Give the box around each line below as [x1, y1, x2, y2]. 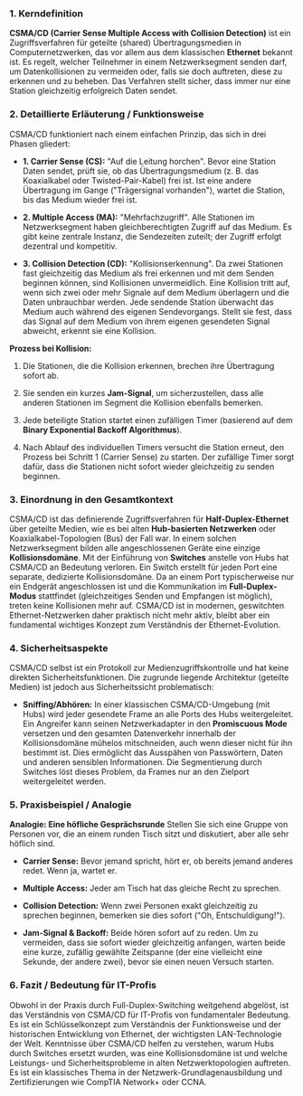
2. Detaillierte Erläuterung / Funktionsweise [9, 108, 204, 120]
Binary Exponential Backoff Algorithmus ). [22, 424, 183, 435]
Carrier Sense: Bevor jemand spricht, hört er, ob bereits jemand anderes [22, 855, 294, 866]
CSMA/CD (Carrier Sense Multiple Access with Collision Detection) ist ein [9, 28, 291, 39]
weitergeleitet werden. [22, 776, 107, 787]
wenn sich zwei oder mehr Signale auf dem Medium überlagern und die [22, 287, 289, 298]
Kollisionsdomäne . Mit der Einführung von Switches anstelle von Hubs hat [9, 552, 289, 562]
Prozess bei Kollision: [9, 343, 92, 354]
